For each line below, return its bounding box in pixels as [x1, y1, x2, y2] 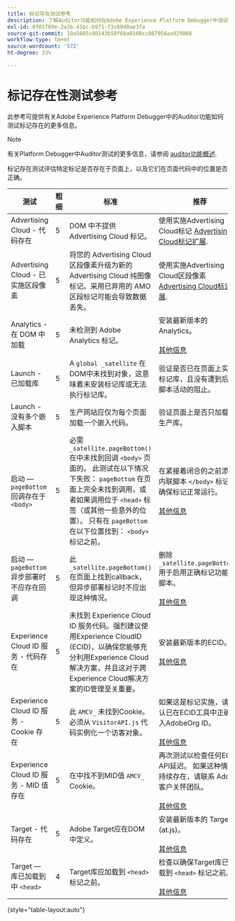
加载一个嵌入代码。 [69, 417, 133, 427]
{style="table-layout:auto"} [7, 905, 85, 914]
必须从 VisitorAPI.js [69, 717, 139, 727]
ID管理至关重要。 [83, 684, 140, 693]
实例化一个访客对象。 [76, 728, 147, 738]
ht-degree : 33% [7, 50, 52, 57]
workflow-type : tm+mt [7, 36, 71, 43]
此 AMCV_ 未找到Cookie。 [69, 707, 150, 716]
